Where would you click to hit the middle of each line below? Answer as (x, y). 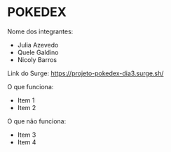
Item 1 (26, 100)
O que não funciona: (37, 121)
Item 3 (27, 135)
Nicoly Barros (37, 59)
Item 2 (27, 107)
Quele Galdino (38, 52)
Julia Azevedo (38, 45)
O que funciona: (30, 86)
